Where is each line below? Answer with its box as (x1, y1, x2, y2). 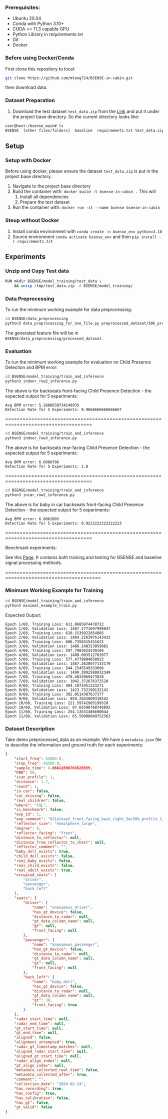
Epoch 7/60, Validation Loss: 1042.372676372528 (5, 678, 108, 683)
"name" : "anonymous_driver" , (31, 904, 93, 910)
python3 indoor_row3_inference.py (5, 435, 77, 440)
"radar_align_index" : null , (14, 1058, 72, 1063)
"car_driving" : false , (14, 793, 61, 798)
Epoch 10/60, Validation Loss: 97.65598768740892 (5, 704, 111, 710)
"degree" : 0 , (14, 825, 41, 831)
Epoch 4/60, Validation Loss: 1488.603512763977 (5, 652, 108, 657)
